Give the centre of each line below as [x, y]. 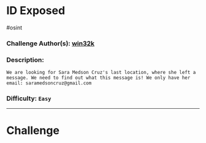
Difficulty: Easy [29, 98]
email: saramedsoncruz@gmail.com [49, 83]
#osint [14, 28]
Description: [25, 60]
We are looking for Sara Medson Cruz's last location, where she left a [101, 73]
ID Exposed [36, 11]
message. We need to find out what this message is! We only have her [98, 78]
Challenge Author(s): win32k [51, 43]
